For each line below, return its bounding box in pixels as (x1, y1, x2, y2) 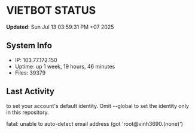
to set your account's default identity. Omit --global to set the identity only (6, 102, 190, 109)
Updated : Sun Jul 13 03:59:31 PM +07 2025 (6, 23, 114, 30)
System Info (6, 41, 53, 51)
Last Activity (6, 86, 55, 97)
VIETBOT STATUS (6, 4, 96, 17)
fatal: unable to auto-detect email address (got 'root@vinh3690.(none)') (6, 120, 184, 127)
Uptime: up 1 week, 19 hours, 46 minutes (14, 63, 115, 70)
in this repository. (6, 109, 49, 116)
